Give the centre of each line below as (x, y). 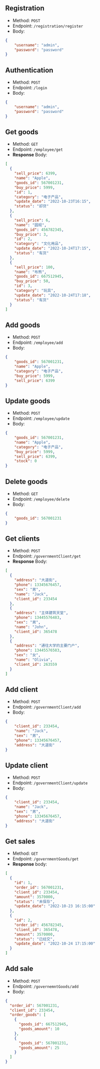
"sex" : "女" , (28, 655)
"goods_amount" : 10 (39, 1029)
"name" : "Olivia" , (33, 660)
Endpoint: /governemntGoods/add (45, 986)
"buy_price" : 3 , (31, 234)
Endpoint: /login (30, 88)
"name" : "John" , (31, 627)
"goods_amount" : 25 (39, 1048)
